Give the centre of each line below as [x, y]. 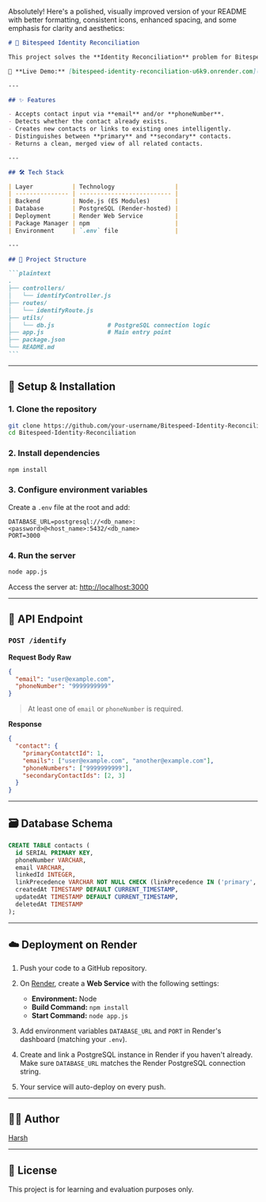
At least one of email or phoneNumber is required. [105, 709]
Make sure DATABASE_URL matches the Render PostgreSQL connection [133, 1063]
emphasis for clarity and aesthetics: [66, 28]
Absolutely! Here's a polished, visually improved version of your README [127, 11]
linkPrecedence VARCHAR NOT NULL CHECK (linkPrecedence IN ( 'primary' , [136, 882]
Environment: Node [64, 998]
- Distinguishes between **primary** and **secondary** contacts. [120, 136]
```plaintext [30, 274]
